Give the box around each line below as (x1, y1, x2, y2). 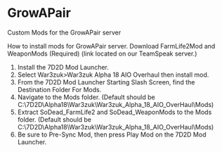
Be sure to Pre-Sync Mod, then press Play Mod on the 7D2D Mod (17, 130, 207, 139)
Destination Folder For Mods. (17, 85, 102, 94)
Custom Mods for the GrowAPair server (7, 28, 122, 37)
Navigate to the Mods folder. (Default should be (17, 93, 156, 101)
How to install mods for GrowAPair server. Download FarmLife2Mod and (7, 42, 216, 50)
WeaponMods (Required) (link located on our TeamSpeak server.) (7, 49, 197, 58)
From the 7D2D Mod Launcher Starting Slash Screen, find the (17, 77, 195, 86)
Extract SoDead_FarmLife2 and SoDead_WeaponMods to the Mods (17, 108, 212, 116)
